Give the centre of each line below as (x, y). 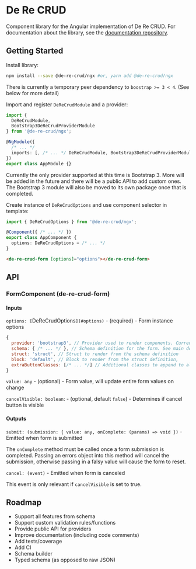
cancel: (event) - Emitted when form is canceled (66, 473)
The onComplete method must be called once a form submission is (85, 449)
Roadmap (24, 502)
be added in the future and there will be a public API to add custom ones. (94, 181)
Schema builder (33, 554)
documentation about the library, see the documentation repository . (87, 32)
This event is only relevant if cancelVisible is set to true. (74, 484)
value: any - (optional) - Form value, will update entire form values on (90, 381)
